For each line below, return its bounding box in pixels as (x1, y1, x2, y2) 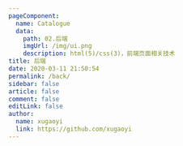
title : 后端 (8, 58, 46, 66)
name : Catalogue (15, 19, 70, 28)
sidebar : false (8, 79, 60, 88)
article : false (8, 87, 60, 96)
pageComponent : (8, 11, 60, 20)
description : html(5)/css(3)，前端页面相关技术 (23, 49, 176, 58)
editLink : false (8, 102, 63, 110)
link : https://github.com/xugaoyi (15, 125, 132, 133)
